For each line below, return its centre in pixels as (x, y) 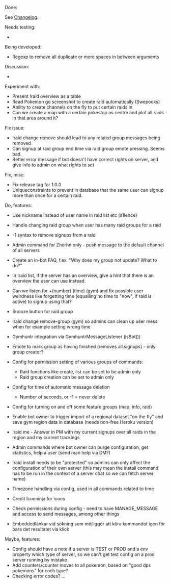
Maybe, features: (23, 539)
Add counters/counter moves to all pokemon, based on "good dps (81, 565)
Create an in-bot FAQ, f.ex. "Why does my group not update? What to (84, 260)
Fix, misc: (15, 175)
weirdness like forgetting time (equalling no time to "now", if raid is (82, 296)
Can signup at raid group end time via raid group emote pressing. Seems (88, 148)
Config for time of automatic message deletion (61, 387)
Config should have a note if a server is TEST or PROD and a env (80, 549)
